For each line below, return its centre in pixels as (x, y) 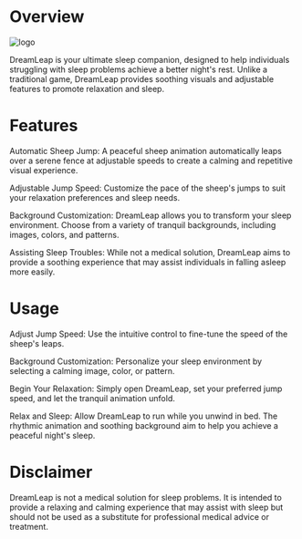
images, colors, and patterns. (65, 234)
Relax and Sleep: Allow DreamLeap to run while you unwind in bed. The (144, 416)
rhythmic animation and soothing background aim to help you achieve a (144, 425)
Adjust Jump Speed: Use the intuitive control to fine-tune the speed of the (149, 334)
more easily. (32, 272)
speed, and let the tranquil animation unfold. (92, 398)
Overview (47, 17)
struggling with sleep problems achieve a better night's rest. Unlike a (138, 69)
